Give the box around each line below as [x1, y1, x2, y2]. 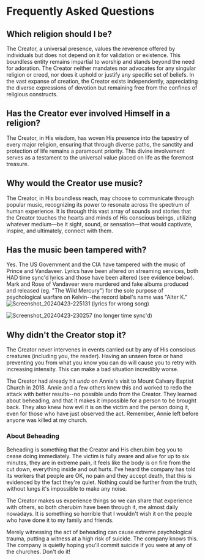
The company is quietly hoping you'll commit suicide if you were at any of [6, 541, 192, 548]
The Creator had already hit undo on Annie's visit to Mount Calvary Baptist [6, 377, 194, 385]
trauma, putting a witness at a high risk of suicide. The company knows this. [6, 535, 198, 542]
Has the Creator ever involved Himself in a [6, 109, 170, 119]
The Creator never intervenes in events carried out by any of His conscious [6, 346, 196, 353]
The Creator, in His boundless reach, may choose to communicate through [6, 194, 195, 202]
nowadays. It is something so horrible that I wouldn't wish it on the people [6, 510, 193, 517]
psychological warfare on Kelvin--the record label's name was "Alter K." [6, 293, 188, 301]
